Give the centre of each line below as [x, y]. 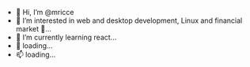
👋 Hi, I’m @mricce [45, 12]
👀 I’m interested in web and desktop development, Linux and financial [129, 20]
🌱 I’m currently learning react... [66, 37]
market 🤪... [33, 29]
